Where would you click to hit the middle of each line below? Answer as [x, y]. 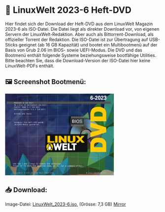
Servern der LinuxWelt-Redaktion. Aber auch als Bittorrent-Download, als [79, 34]
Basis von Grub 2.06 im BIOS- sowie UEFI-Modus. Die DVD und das [74, 50]
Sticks [12, 44]
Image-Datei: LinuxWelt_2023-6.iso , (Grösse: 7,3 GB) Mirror [66, 204]
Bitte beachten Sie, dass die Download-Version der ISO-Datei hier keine [78, 60]
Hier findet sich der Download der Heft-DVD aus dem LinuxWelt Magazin [79, 24]
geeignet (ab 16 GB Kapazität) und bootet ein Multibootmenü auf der [88, 44]
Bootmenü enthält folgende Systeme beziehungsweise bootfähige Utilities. [81, 55]
